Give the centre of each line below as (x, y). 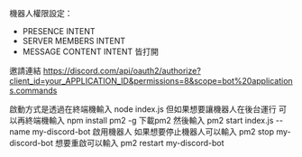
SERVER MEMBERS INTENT (74, 41)
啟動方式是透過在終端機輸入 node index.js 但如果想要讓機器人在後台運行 (143, 109)
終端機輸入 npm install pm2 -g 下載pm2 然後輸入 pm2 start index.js (149, 120)
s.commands (33, 90)
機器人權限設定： (41, 13)
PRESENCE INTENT (59, 31)
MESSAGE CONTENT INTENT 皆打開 (91, 51)
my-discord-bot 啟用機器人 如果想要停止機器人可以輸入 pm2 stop (153, 132)
